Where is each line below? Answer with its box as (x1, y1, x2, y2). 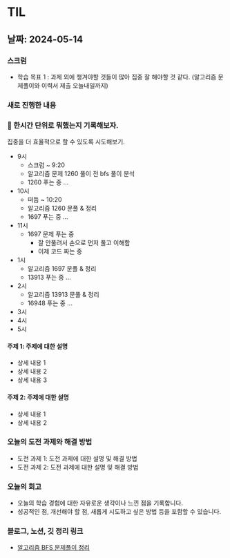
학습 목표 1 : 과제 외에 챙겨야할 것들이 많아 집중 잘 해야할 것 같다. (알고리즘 (17, 73, 217, 81)
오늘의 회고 (7, 481, 42, 491)
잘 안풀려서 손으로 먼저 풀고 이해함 (37, 239, 131, 247)
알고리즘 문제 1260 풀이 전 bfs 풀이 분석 (27, 170, 135, 178)
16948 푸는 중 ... (27, 299, 73, 307)
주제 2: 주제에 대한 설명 (7, 393, 69, 401)
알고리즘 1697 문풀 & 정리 (27, 264, 97, 273)
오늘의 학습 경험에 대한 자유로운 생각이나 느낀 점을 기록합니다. (17, 499, 184, 508)
